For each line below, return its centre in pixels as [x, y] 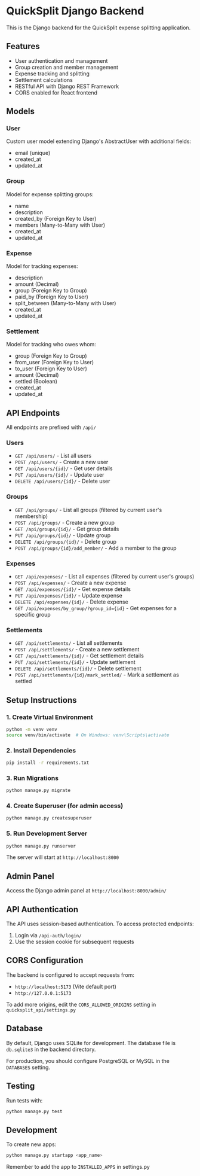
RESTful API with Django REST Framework [67, 86]
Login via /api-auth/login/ [48, 936]
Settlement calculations [44, 80]
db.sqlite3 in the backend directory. [51, 1049]
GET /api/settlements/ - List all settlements [69, 643]
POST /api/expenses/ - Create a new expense [70, 583]
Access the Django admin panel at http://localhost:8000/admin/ [87, 891]
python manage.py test [34, 1111]
